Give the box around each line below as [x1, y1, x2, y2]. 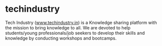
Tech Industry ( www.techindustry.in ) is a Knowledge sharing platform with [5, 20, 158, 25]
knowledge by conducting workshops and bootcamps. [5, 35, 117, 41]
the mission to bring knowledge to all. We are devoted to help [5, 24, 131, 30]
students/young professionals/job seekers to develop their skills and [5, 30, 145, 36]
